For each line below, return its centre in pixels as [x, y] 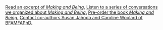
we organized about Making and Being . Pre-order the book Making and [80, 12]
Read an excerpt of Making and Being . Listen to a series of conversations [82, 7]
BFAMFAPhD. [19, 23]
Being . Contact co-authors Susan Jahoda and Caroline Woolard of [74, 17]
